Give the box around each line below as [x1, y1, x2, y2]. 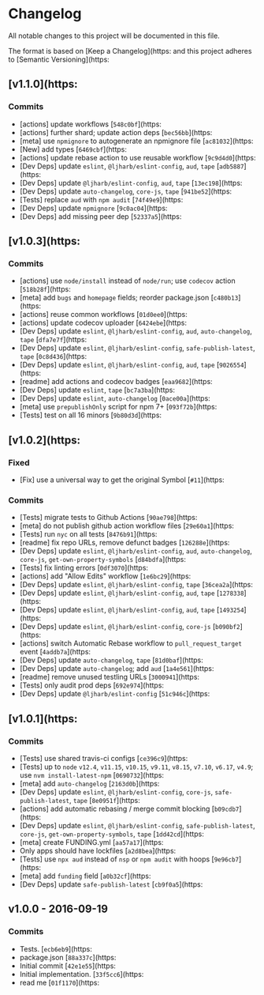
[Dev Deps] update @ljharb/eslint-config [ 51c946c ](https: [19, 689, 210, 699]
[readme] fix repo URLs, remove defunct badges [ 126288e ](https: [19, 538, 230, 548]
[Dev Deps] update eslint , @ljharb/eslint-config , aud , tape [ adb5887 [19, 161, 244, 171]
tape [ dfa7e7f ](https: [19, 335, 87, 345]
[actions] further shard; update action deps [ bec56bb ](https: [19, 127, 213, 137]
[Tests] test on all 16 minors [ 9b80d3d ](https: [19, 410, 162, 420]
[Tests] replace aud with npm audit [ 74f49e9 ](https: [19, 194, 184, 204]
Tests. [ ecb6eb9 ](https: [19, 944, 92, 953]
